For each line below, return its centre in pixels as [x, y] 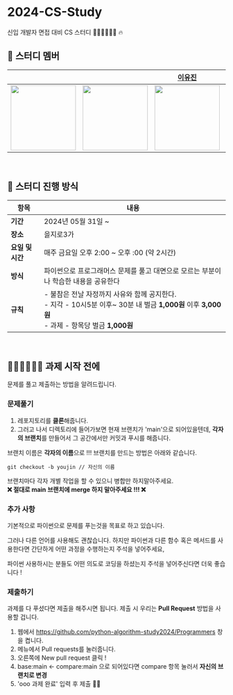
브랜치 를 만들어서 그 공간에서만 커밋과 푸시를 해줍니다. [97, 438]
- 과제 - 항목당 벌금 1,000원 [89, 325]
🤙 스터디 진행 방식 [43, 187]
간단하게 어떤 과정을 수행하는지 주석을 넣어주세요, [98, 549]
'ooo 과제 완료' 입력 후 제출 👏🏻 [59, 684]
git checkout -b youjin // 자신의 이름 [61, 467]
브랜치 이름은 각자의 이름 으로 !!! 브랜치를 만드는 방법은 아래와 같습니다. [102, 452]
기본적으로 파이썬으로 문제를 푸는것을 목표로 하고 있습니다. [86, 525]
